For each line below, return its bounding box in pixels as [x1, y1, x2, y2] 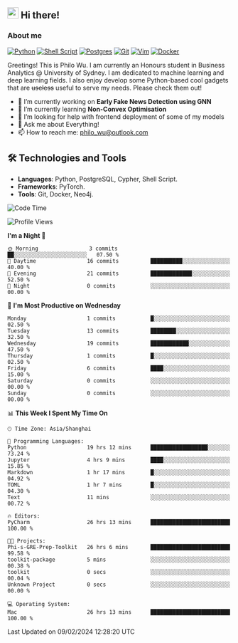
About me [7, 31, 43, 41]
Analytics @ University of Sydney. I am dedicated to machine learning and [7, 68, 225, 77]
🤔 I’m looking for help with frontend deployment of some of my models [17, 112, 225, 121]
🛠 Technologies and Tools [7, 152, 126, 164]
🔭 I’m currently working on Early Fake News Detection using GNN [17, 97, 212, 105]
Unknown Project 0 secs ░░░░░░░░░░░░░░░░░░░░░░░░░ [7, 581, 231, 588]
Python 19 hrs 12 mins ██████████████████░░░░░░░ [7, 444, 231, 451]
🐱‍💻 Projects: [7, 537, 46, 545]
